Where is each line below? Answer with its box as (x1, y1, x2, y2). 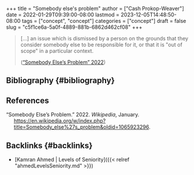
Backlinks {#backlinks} (6, 140, 93, 150)
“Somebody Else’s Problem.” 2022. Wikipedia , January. (6, 111, 139, 118)
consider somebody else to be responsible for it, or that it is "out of (20, 41, 183, 48)
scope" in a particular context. (20, 47, 94, 54)
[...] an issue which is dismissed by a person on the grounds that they (20, 35, 189, 42)
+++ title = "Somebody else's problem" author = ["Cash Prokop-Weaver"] (6, 5, 185, 12)
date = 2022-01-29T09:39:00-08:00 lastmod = (6, 11, 120, 18)
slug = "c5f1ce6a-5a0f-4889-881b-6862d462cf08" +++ (6, 23, 142, 30)
